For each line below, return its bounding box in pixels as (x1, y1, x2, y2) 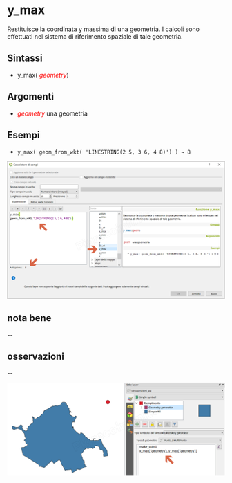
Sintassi (7, 53, 43, 64)
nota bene (7, 312, 52, 324)
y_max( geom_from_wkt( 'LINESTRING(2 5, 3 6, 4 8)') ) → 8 (17, 149, 191, 156)
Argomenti (7, 91, 54, 102)
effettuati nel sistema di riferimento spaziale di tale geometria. (7, 32, 183, 40)
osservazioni (7, 351, 64, 363)
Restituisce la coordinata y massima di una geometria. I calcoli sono (7, 25, 200, 33)
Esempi (7, 129, 40, 140)
